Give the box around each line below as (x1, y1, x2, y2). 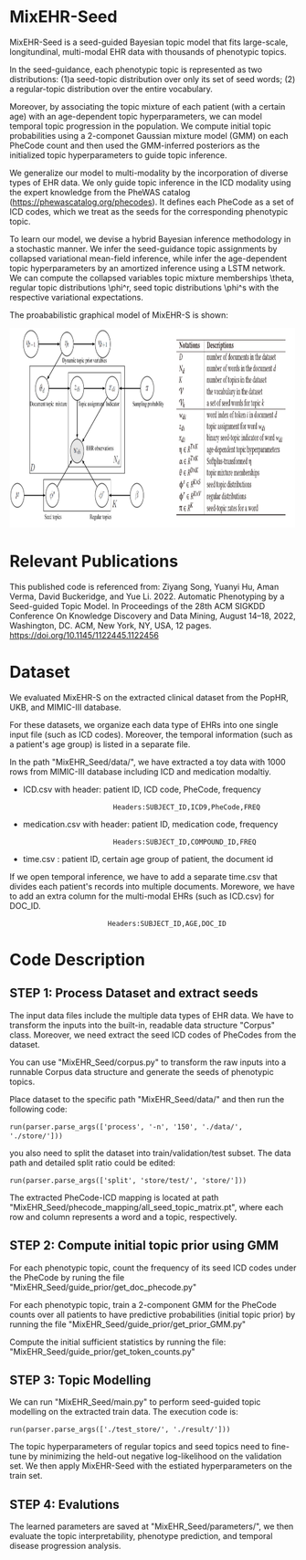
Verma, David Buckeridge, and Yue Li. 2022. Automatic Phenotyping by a (9, 591, 285, 602)
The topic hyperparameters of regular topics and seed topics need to (9, 1441, 269, 1452)
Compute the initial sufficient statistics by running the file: (9, 1336, 227, 1347)
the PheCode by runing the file (9, 1271, 125, 1282)
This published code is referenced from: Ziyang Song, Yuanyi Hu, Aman (9, 581, 280, 592)
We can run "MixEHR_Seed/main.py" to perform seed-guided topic (9, 1397, 261, 1407)
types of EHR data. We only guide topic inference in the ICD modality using (9, 176, 291, 188)
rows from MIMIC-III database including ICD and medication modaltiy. (9, 765, 272, 777)
